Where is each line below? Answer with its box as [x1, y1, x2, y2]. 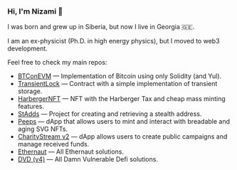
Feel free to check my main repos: [7, 58, 107, 67]
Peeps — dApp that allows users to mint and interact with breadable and [17, 117, 230, 126]
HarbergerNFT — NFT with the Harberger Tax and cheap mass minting [17, 95, 226, 103]
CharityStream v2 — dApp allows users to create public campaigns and [17, 132, 228, 141]
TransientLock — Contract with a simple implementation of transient [17, 80, 218, 88]
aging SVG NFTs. [17, 124, 68, 134]
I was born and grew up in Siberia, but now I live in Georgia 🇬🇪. [7, 23, 195, 31]
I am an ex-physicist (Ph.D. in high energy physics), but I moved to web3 [7, 37, 220, 46]
